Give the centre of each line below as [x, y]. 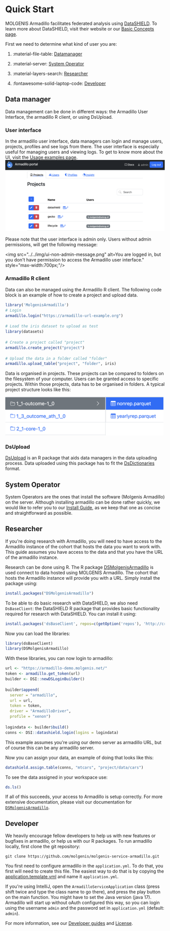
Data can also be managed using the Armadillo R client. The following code [83, 289]
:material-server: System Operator [48, 63]
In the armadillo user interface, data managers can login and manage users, [84, 141]
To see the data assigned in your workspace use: [56, 777]
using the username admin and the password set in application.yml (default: [85, 908]
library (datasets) [25, 332]
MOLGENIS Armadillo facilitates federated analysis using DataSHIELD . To [81, 23]
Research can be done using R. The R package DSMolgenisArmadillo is [79, 567]
